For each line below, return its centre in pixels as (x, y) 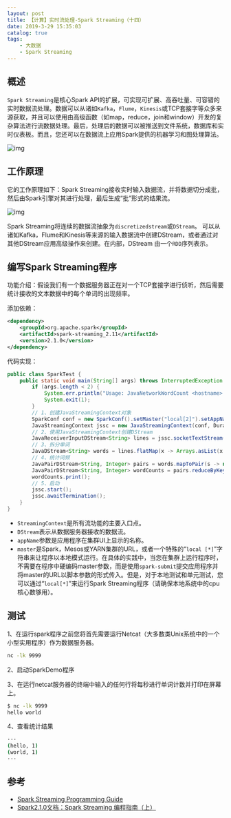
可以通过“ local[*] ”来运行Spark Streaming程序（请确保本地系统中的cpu (118, 583)
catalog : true (27, 33)
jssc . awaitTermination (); (69, 496)
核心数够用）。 (37, 592)
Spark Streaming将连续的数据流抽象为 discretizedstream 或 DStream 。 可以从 (114, 226)
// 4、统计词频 (51, 458)
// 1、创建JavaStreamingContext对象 (82, 412)
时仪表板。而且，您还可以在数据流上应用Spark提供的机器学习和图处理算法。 (115, 134)
